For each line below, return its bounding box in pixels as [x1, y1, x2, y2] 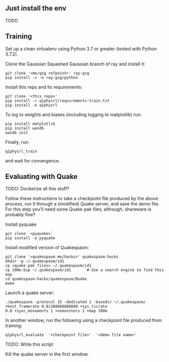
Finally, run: [5, 139, 29, 145]
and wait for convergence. [5, 157, 60, 164]
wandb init [5, 130, 28, 135]
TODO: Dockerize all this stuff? [5, 186, 69, 192]
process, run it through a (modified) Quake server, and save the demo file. [5, 201, 160, 207]
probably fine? [5, 212, 35, 218]
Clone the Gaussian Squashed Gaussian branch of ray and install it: [5, 61, 146, 67]
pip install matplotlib [5, 121, 56, 126]
